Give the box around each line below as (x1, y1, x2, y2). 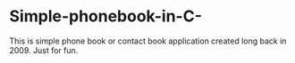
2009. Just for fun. (9, 44, 79, 55)
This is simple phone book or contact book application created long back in (9, 35, 287, 46)
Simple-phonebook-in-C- (9, 6, 203, 27)
